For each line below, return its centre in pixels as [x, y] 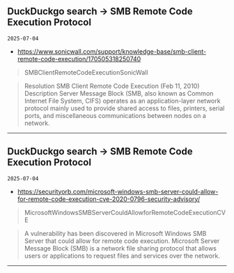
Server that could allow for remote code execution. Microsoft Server [122, 241]
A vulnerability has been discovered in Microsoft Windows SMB [115, 233]
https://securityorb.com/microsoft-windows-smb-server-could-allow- [118, 191]
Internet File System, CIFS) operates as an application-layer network [122, 101]
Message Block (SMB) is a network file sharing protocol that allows [120, 248]
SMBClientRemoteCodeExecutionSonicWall [86, 72]
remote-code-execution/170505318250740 [79, 59]
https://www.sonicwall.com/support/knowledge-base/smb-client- [112, 51]
